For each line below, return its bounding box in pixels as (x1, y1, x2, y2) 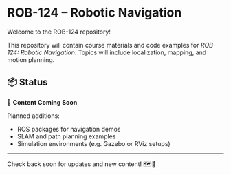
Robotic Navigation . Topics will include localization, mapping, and (20, 48, 207, 56)
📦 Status (7, 76, 48, 88)
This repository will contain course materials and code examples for (7, 41, 199, 49)
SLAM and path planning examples (16, 132, 116, 141)
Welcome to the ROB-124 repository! (7, 28, 111, 36)
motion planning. (7, 55, 55, 63)
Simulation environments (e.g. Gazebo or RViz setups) (16, 139, 170, 147)
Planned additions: (7, 112, 60, 120)
